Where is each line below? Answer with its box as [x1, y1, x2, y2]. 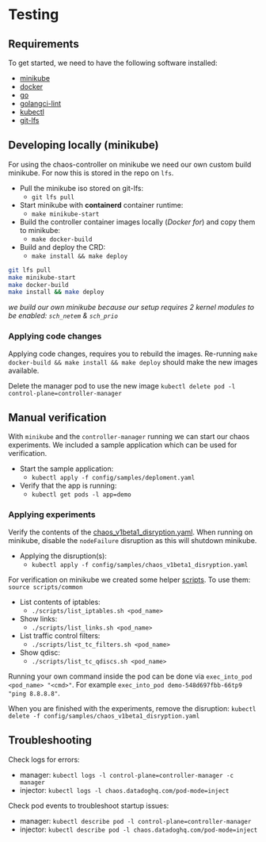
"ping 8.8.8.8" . [8, 688, 61, 698]
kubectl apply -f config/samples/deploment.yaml [31, 474, 196, 482]
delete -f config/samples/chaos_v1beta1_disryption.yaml [8, 712, 200, 720]
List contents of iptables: [19, 597, 101, 607]
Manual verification [8, 411, 107, 424]
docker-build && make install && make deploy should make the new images [8, 357, 258, 366]
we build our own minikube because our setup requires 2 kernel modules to [8, 303, 255, 312]
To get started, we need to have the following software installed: [8, 58, 218, 67]
